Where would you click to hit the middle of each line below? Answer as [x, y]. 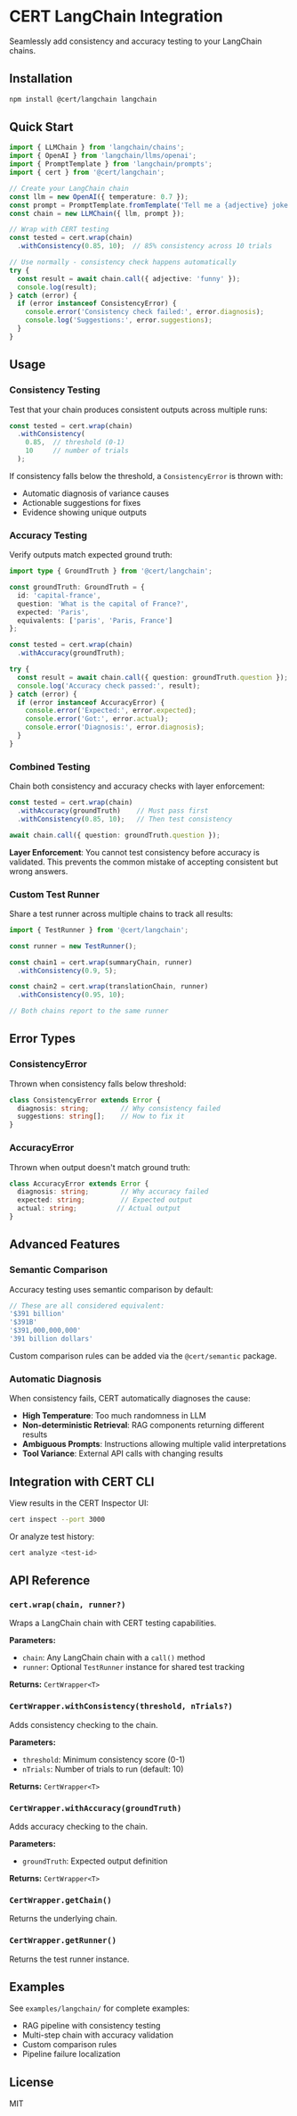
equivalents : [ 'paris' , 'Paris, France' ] [95, 620]
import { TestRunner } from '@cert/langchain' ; [99, 930]
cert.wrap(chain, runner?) [68, 1605]
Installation [41, 79]
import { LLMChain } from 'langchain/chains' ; [97, 148]
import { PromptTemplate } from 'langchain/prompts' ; [111, 164]
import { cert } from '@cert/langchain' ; [87, 173]
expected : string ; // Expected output [105, 1200]
